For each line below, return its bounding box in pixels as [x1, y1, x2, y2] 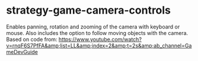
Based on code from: [6, 36, 58, 43]
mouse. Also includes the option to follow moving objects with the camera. [6, 29, 189, 36]
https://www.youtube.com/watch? [58, 36, 142, 43]
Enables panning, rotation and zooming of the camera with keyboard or [6, 23, 180, 30]
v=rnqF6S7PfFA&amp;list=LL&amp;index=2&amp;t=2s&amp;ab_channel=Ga [6, 42, 192, 49]
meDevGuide [6, 48, 39, 55]
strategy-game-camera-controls [6, 4, 171, 17]
